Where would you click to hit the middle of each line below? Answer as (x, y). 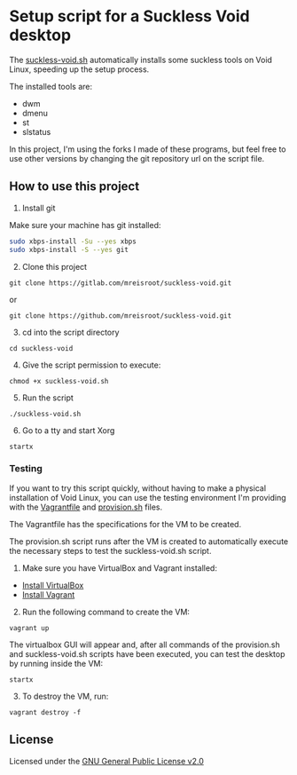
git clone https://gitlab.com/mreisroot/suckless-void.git (121, 283)
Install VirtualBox (53, 585)
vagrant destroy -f (45, 712)
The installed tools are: (51, 86)
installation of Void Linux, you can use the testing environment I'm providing (148, 497)
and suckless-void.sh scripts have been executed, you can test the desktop (147, 653)
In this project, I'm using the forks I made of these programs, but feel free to (148, 149)
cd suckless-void (41, 348)
